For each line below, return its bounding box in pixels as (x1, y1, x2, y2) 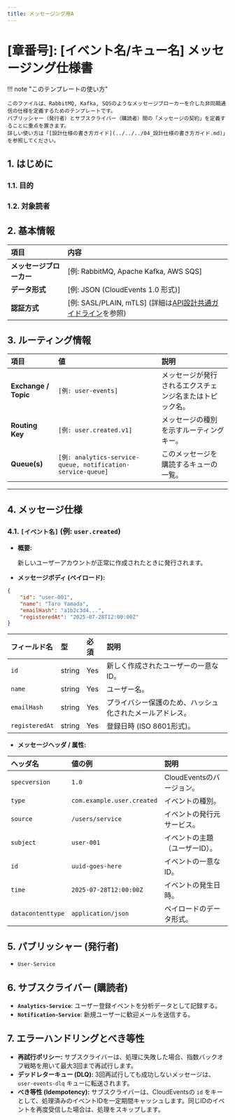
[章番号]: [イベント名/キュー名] (7, 43, 185, 58)
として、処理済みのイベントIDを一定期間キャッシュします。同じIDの (17, 1096, 213, 1105)
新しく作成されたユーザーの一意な (106, 661, 219, 671)
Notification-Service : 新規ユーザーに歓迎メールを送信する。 (17, 1010, 194, 1018)
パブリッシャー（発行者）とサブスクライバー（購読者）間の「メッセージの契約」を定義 (7, 115, 221, 122)
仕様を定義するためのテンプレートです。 (17, 107, 117, 114)
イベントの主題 (164, 833, 214, 843)
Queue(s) (10, 459, 43, 469)
